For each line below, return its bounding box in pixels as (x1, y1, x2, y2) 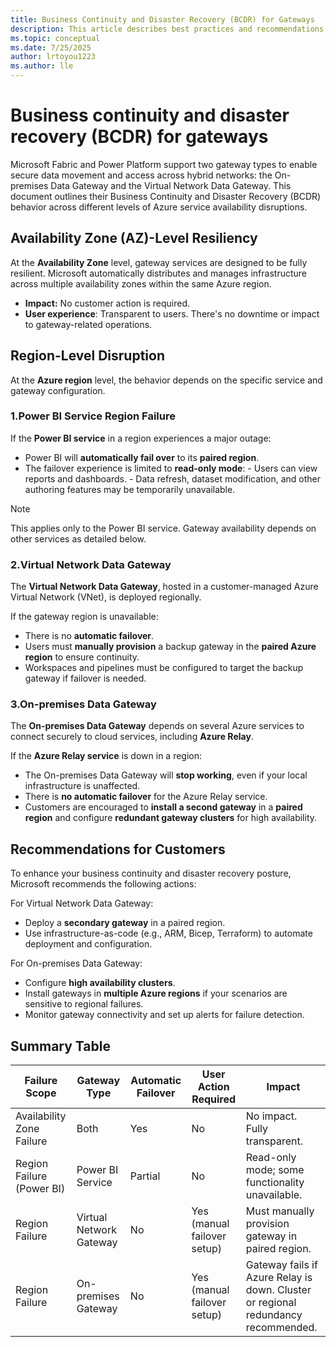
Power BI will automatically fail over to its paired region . (24, 451, 260, 463)
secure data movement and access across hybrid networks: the (10, 169, 273, 181)
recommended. (245, 1321, 318, 1335)
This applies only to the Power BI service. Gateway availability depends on (10, 522, 317, 534)
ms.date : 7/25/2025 (10, 42, 92, 53)
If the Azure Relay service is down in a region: (10, 750, 203, 762)
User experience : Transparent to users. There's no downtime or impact (24, 307, 320, 320)
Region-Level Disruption (10, 347, 165, 365)
